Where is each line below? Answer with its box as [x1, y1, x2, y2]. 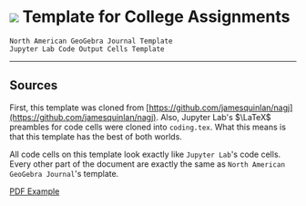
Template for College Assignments [22, 6, 291, 27]
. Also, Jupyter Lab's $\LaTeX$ [156, 111, 271, 122]
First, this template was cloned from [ [9, 102, 149, 113]
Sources [9, 77, 58, 93]
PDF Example [9, 185, 60, 197]
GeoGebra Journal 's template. [9, 168, 119, 179]
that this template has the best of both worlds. [9, 130, 182, 142]
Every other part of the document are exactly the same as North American [9, 158, 285, 170]
